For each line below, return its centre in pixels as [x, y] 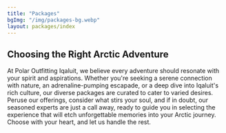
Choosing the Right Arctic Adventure [88, 54]
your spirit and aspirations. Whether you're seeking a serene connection [110, 78]
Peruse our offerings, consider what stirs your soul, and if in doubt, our [108, 100]
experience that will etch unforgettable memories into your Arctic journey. [112, 115]
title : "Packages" [33, 13]
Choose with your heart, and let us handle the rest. [79, 122]
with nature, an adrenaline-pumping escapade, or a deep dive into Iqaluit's [113, 85]
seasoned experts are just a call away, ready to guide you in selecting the [111, 108]
